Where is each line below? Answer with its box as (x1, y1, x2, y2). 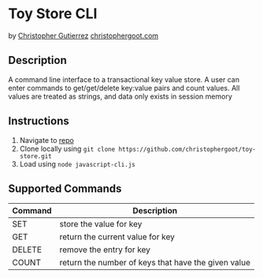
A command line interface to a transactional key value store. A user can (8, 74, 240, 84)
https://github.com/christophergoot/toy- (118, 145, 257, 153)
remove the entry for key (59, 244, 151, 255)
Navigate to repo (19, 135, 75, 145)
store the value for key (59, 219, 143, 230)
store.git (19, 152, 53, 160)
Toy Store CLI (8, 5, 98, 23)
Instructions (8, 115, 69, 128)
